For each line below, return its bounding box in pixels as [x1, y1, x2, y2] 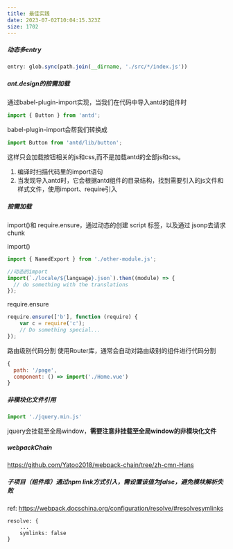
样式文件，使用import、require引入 [17, 185, 118, 193]
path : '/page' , [13, 366, 58, 374]
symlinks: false [19, 530, 67, 537]
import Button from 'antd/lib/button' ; [7, 140, 123, 147]
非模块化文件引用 [7, 395, 56, 404]
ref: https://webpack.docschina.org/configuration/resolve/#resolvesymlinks [7, 505, 224, 513]
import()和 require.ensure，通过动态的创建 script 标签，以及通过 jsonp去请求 [7, 220, 226, 229]
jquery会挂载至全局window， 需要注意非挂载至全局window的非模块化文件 [7, 427, 217, 435]
